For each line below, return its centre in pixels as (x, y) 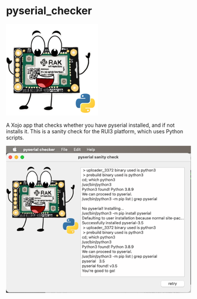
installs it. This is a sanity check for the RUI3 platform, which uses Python (95, 131)
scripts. (15, 137)
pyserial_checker (49, 11)
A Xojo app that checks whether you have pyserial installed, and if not (90, 125)
